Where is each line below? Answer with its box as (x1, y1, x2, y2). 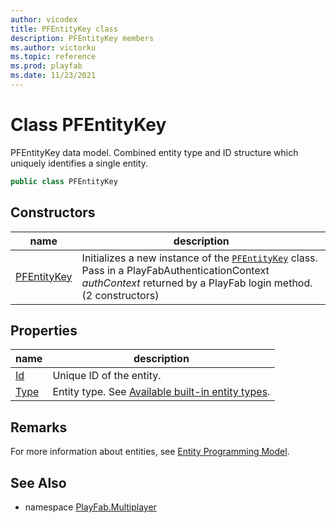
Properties (10, 322, 78, 339)
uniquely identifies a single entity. (10, 157, 149, 169)
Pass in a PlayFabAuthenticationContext (81, 263, 270, 277)
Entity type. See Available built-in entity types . (52, 385, 271, 399)
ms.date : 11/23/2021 (10, 71, 97, 81)
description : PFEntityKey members (10, 33, 155, 43)
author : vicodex (10, 14, 78, 25)
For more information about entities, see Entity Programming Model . (10, 446, 290, 458)
